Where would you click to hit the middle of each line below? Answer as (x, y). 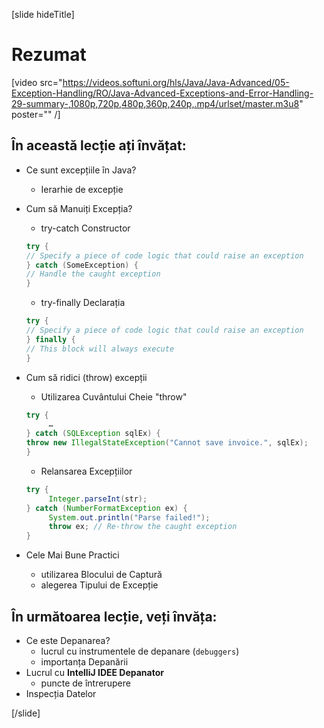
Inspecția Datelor (61, 693)
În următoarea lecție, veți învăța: (114, 616)
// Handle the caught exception (93, 274)
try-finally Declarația (83, 303)
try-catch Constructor (85, 228)
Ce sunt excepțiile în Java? (81, 170)
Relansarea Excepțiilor (86, 471)
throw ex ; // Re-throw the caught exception (143, 527)
